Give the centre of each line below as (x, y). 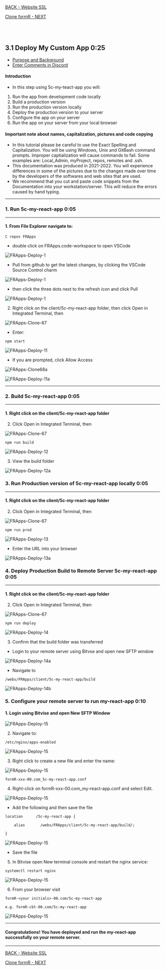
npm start (15, 341)
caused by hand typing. (36, 192)
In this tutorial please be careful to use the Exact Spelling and (74, 145)
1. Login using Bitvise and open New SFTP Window (58, 713)
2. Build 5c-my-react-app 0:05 (42, 396)
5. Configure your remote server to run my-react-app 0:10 (76, 701)
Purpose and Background (38, 60)
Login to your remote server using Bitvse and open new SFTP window (83, 651)
